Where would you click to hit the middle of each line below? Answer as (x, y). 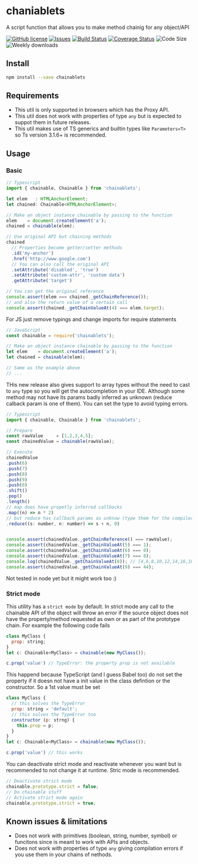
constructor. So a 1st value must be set (53, 687)
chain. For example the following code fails (58, 625)
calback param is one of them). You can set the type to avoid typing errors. (97, 403)
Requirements (32, 96)
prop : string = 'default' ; (44, 709)
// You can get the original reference (55, 292)
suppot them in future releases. (53, 122)
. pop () (14, 496)
